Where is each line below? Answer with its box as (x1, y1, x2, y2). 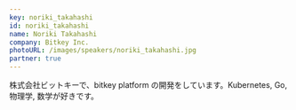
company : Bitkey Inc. (9, 37, 90, 47)
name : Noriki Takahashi (9, 29, 98, 38)
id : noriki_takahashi (9, 21, 90, 30)
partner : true (9, 54, 62, 63)
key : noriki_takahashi (9, 12, 93, 22)
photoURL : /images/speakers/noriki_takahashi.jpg (9, 46, 197, 55)
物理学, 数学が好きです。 (9, 90, 100, 101)
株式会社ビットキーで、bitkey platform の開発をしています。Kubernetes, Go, (9, 80, 288, 90)
